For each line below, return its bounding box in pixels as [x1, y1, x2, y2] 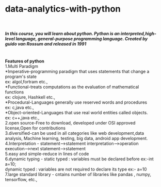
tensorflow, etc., [5, 176, 37, 182]
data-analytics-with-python [5, 3, 121, 15]
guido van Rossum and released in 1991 [5, 41, 86, 47]
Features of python [5, 58, 45, 64]
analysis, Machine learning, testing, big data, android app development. [5, 135, 148, 141]
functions [5, 89, 24, 95]
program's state [5, 74, 37, 79]
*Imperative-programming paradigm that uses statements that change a [5, 68, 149, 74]
